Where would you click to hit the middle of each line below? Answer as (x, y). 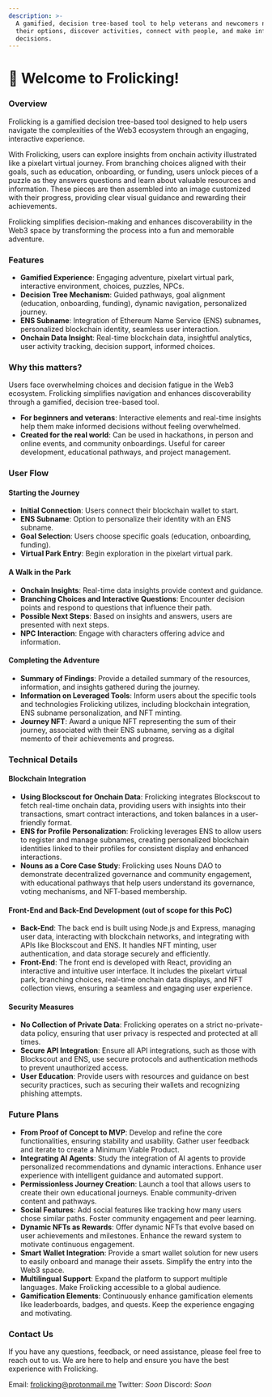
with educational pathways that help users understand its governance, (137, 883)
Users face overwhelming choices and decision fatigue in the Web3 (121, 385)
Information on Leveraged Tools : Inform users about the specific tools (138, 695)
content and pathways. (58, 1201)
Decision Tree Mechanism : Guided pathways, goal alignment (123, 295)
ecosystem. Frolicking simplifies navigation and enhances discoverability (130, 394)
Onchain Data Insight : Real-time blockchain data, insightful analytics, (136, 338)
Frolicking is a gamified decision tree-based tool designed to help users (128, 121)
